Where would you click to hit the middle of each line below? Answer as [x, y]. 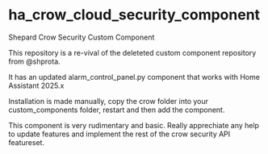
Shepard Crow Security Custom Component [82, 37]
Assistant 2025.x [36, 85]
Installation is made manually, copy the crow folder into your [108, 101]
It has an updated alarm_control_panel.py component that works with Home [134, 77]
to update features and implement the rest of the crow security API [119, 134]
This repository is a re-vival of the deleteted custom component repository [132, 52]
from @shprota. [34, 61]
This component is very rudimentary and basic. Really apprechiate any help [134, 125]
